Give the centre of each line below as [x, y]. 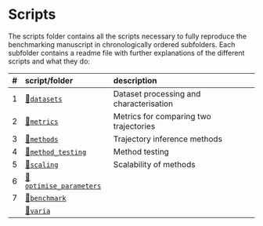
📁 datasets [43, 98]
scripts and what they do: [49, 61]
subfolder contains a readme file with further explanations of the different [126, 53]
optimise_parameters [63, 186]
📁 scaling [41, 164]
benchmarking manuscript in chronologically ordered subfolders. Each [122, 44]
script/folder [49, 80]
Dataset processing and [157, 93]
